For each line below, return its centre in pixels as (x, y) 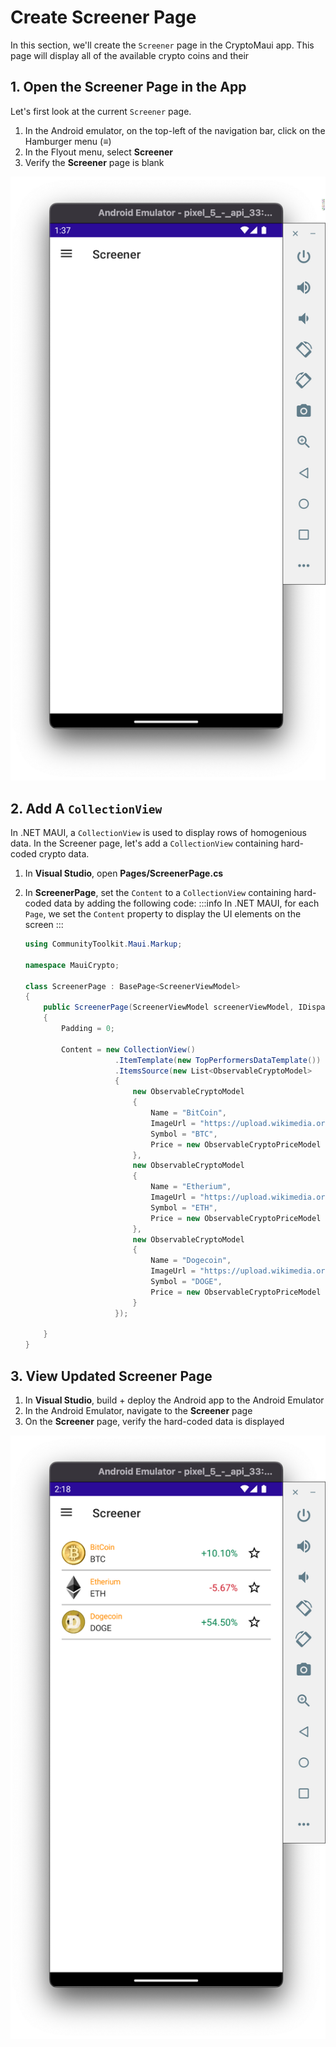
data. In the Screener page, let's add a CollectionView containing (144, 843)
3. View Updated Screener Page (111, 1376)
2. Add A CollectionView (86, 808)
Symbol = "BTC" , (184, 1134)
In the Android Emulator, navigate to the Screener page (138, 1410)
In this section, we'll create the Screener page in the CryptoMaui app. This (162, 45)
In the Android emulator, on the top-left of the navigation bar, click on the (175, 130)
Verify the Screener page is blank (94, 162)
